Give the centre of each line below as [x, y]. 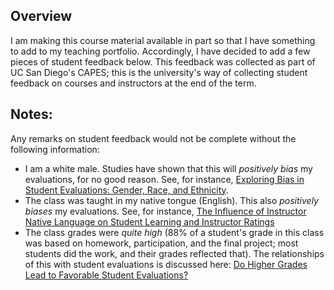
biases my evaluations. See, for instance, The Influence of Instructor [165, 211]
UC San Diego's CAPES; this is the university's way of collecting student [159, 72]
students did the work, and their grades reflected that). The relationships [174, 253]
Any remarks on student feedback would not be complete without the [153, 138]
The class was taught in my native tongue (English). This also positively [171, 200]
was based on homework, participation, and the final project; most [161, 243]
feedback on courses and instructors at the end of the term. [133, 83]
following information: [55, 149]
